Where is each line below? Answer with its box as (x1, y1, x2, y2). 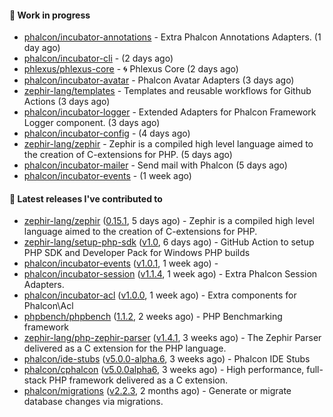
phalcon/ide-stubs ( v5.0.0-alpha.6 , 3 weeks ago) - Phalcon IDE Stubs (23, 353, 311, 365)
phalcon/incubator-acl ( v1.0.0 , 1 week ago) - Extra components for (23, 289, 297, 301)
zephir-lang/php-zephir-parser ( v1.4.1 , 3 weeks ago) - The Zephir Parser (23, 332, 322, 344)
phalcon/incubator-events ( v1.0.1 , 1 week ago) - (23, 257, 219, 270)
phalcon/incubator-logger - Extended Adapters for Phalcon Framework (23, 106, 317, 118)
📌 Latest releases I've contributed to (9, 192, 163, 205)
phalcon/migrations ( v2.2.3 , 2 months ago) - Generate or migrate (23, 385, 292, 397)
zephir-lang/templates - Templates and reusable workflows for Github (23, 85, 312, 97)
